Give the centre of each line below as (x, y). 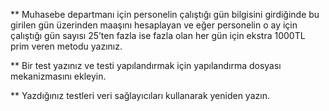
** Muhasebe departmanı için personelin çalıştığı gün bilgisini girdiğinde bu (165, 14)
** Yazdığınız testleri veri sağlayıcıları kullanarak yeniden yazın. (140, 95)
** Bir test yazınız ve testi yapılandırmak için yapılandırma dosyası (146, 65)
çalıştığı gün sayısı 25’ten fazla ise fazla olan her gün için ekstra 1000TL (158, 35)
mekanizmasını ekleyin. (58, 76)
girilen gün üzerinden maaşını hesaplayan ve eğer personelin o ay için (154, 25)
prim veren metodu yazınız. (66, 46)
